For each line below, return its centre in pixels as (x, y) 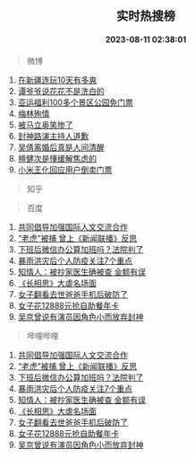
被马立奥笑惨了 (45, 125)
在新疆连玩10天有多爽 (57, 80)
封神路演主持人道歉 (53, 136)
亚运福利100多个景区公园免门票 (76, 102)
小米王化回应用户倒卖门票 (65, 170)
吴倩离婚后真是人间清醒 (61, 147)
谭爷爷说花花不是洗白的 (61, 91)
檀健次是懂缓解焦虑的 (57, 158)
